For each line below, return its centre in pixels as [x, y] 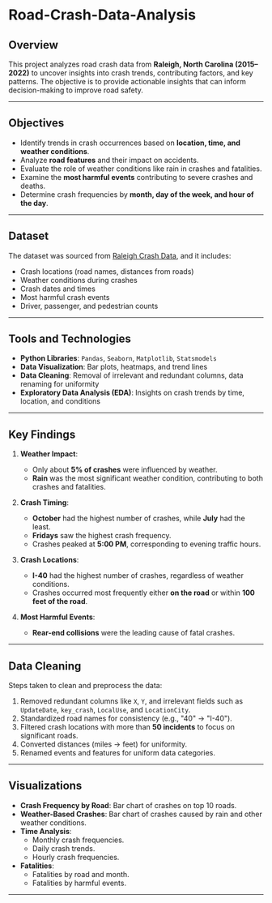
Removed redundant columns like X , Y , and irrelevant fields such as [132, 701]
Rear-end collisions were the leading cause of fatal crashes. [134, 633]
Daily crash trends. [64, 848]
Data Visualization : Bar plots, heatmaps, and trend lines [114, 367]
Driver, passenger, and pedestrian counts [89, 306]
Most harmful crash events [65, 297]
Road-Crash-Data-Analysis [102, 15]
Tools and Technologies [70, 339]
